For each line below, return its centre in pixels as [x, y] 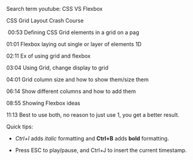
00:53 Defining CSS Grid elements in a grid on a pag [73, 32]
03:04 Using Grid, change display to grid [57, 68]
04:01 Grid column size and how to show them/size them [78, 79]
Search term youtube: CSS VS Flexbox [54, 9]
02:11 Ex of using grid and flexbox [48, 56]
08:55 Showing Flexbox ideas [44, 103]
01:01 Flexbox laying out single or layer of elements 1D [74, 44]
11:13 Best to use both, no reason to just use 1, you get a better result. [93, 115]
